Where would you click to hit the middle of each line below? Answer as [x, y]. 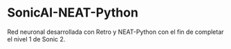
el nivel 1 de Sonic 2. [36, 39]
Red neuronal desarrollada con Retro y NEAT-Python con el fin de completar [115, 32]
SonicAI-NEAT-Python [73, 13]
